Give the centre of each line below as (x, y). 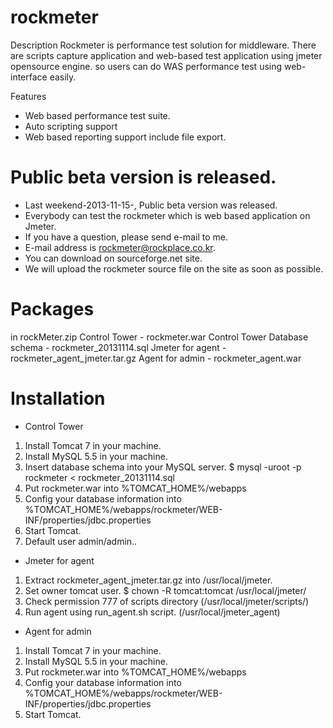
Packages (52, 309)
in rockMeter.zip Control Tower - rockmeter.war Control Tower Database (159, 337)
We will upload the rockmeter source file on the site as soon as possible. (174, 268)
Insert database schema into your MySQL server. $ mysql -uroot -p (163, 467)
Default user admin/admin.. (81, 541)
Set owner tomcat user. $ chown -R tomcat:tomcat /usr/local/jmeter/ (165, 590)
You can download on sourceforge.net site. (113, 258)
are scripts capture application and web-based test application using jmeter (166, 55)
